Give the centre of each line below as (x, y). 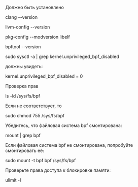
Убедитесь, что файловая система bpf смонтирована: (64, 126)
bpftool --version (23, 47)
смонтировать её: (25, 150)
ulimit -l (13, 180)
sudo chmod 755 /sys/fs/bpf (35, 116)
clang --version (22, 17)
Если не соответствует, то (33, 106)
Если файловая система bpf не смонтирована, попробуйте (69, 145)
